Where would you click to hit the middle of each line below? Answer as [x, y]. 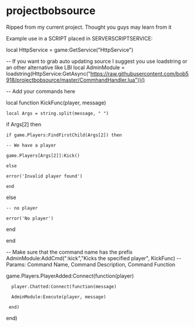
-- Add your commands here [41, 91]
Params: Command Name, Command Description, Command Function [91, 264]
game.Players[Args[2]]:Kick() [43, 156]
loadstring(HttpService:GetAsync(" [48, 73]
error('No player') [30, 218]
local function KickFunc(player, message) [56, 102]
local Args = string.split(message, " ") [58, 113]
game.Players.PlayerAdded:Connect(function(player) [70, 276]
